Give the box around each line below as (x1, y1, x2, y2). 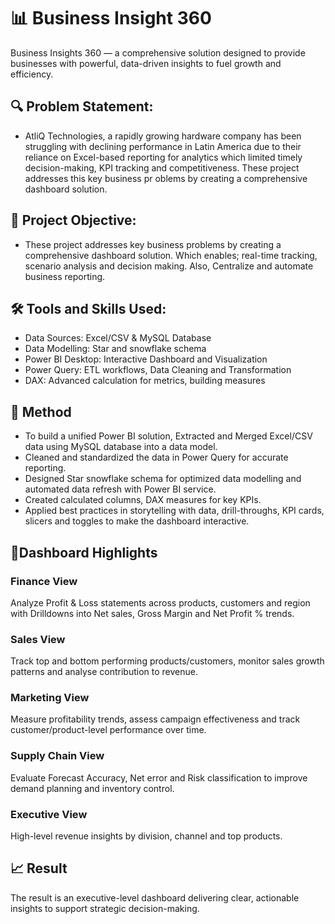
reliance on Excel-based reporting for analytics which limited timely (24, 151, 303, 163)
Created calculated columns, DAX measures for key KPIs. (24, 494, 262, 506)
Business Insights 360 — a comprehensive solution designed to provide (10, 46, 306, 59)
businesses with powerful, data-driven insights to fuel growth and (10, 57, 282, 69)
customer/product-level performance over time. (10, 724, 207, 736)
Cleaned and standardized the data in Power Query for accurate (24, 451, 289, 464)
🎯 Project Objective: (10, 212, 137, 229)
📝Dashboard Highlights (10, 544, 158, 561)
